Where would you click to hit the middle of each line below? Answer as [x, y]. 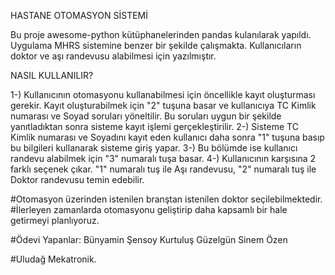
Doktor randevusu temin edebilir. [77, 179]
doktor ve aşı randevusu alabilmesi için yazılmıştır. [113, 56]
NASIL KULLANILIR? [52, 75]
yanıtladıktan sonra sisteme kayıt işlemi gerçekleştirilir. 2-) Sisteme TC [154, 126]
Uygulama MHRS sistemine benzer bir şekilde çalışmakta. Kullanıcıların [156, 45]
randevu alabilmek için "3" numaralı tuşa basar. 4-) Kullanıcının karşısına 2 [163, 158]
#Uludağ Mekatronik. [53, 259]
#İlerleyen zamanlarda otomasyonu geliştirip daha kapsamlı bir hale [149, 209]
